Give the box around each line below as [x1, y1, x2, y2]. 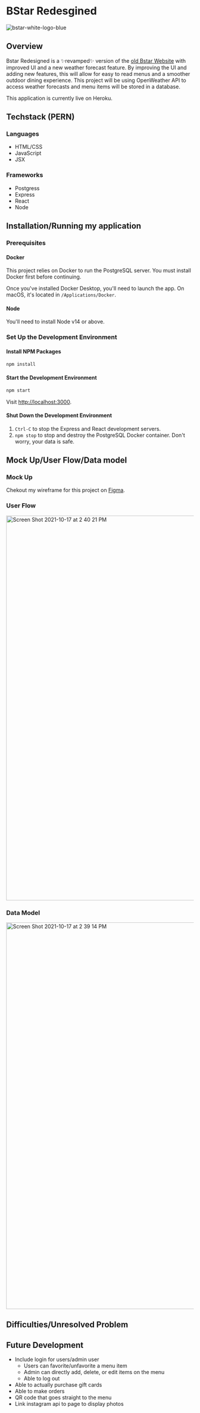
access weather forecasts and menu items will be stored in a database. [6, 82, 180, 90]
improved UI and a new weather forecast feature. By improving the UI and [6, 64, 187, 71]
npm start [6, 387, 31, 393]
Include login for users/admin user [14, 1356, 99, 1363]
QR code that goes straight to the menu [14, 1394, 112, 1401]
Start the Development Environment [6, 374, 97, 381]
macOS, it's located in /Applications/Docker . [6, 291, 117, 298]
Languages [6, 130, 40, 138]
